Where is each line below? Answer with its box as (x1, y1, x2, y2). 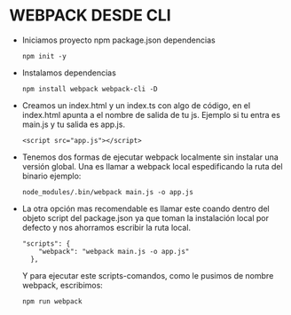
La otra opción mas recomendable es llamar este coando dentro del (21, 203, 270, 214)
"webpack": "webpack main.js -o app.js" (38, 247, 190, 256)
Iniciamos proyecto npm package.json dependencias (21, 35, 216, 45)
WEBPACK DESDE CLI (9, 5, 171, 26)
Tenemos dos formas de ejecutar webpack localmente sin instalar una (21, 152, 279, 162)
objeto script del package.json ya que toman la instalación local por (21, 212, 269, 223)
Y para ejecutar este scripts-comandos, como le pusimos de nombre (21, 270, 274, 280)
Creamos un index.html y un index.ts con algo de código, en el (21, 99, 251, 111)
